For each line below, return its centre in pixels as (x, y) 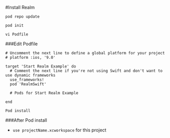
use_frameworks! (27, 80)
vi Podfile (17, 34)
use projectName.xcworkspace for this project (60, 130)
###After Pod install (26, 120)
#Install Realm (20, 7)
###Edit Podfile (22, 44)
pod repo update (22, 17)
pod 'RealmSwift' (28, 84)
